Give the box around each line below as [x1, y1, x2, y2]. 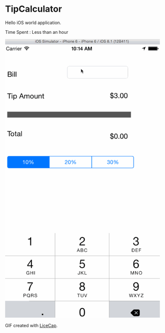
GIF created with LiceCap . [5, 322, 58, 328]
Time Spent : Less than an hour [5, 29, 69, 35]
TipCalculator [5, 3, 62, 15]
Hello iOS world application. [5, 20, 61, 26]
